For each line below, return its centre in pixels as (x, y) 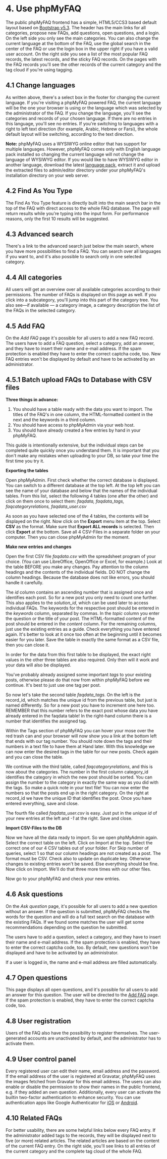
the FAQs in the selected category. (41, 311)
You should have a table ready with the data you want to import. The (83, 409)
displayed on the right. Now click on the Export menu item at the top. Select (83, 521)
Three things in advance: (32, 399)
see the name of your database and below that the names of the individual (82, 491)
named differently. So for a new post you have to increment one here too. (80, 705)
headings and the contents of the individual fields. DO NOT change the (78, 572)
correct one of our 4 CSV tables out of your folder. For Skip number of (77, 848)
